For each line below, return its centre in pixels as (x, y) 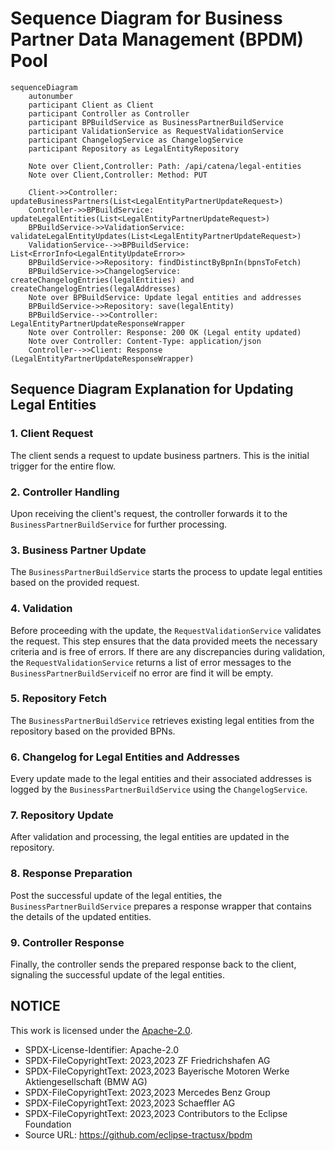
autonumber (51, 96)
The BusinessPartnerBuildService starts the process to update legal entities (166, 572)
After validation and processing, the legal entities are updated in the (150, 837)
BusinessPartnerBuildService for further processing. (119, 524)
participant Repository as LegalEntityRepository (134, 148)
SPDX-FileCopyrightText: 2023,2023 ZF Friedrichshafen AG (147, 1060)
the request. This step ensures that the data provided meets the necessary (164, 641)
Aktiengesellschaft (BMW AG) (86, 1081)
